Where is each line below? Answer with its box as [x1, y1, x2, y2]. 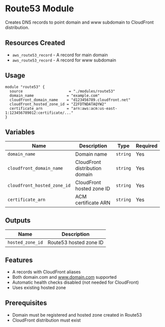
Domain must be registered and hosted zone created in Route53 [12, 312, 142, 318]
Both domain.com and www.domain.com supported [12, 274, 117, 280]
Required [136, 142, 158, 149]
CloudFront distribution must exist [12, 317, 81, 323]
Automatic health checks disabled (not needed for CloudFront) [12, 279, 139, 285]
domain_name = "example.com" [9, 93, 100, 98]
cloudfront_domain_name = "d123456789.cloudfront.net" [9, 97, 131, 102]
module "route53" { [5, 84, 45, 89]
